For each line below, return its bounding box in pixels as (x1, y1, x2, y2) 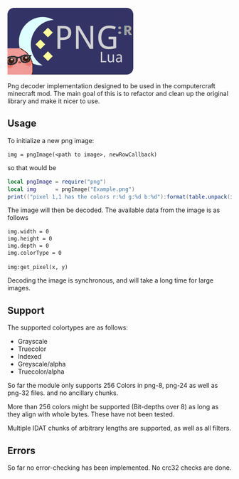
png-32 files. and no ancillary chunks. (7, 389, 119, 397)
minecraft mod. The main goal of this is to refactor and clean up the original (7, 90, 229, 98)
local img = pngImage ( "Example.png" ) (7, 186, 135, 193)
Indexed (17, 352, 42, 361)
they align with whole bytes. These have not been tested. (7, 410, 175, 419)
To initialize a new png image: (7, 136, 95, 144)
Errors (7, 444, 36, 456)
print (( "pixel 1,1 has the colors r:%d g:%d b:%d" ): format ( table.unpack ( (7, 193, 231, 200)
